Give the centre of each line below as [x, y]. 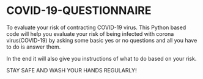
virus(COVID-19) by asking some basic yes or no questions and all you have [102, 40]
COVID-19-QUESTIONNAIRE [79, 11]
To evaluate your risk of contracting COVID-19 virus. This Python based [96, 27]
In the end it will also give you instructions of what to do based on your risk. [102, 58]
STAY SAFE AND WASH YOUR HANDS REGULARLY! [72, 70]
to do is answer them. [34, 47]
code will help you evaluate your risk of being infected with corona [90, 33]
